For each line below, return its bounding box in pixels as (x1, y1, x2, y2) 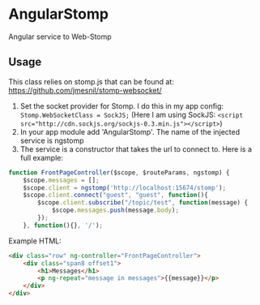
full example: (19, 152, 63, 162)
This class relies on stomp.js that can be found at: (8, 76, 174, 86)
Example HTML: (8, 236, 62, 246)
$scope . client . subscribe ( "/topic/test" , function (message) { (37, 199, 249, 207)
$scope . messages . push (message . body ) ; (51, 206, 180, 215)
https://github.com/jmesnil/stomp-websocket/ (8, 85, 162, 95)
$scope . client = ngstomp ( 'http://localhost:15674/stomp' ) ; (23, 183, 227, 191)
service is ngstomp (19, 135, 84, 145)
